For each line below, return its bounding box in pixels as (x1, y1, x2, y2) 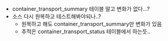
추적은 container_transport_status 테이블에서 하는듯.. (21, 28, 151, 35)
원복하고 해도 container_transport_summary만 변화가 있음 (21, 20, 162, 27)
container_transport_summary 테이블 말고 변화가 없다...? (12, 5, 150, 12)
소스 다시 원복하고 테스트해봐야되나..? (12, 13, 101, 20)
